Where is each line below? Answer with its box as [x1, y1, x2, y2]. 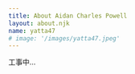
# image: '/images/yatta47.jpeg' [8, 34, 121, 43]
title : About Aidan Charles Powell [8, 11, 128, 20]
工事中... [8, 57, 36, 67]
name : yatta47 [8, 27, 56, 35]
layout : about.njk [8, 19, 70, 27]
